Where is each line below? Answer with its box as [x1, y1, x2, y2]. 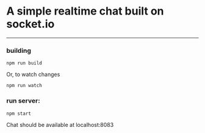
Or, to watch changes [6, 71, 60, 78]
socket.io [6, 17, 55, 31]
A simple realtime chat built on [6, 4, 164, 18]
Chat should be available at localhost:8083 [6, 121, 114, 128]
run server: [6, 97, 41, 105]
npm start [6, 111, 32, 117]
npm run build [6, 60, 43, 66]
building [6, 46, 32, 55]
